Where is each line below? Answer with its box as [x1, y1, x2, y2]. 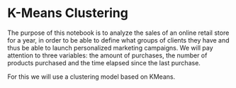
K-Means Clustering [7, 5, 129, 21]
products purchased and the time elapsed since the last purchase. [7, 58, 201, 67]
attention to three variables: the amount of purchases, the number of [7, 51, 208, 60]
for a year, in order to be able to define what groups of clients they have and [7, 35, 230, 44]
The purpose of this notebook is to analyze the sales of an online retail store [7, 28, 230, 37]
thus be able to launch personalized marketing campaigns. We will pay [7, 43, 214, 52]
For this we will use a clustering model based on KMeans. [7, 72, 176, 81]
